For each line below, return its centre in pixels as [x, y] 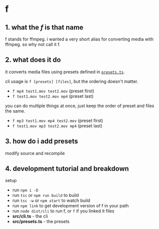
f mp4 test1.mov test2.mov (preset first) [53, 91]
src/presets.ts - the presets [41, 222]
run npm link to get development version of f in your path [71, 206]
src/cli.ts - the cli [30, 216]
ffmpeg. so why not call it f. [33, 44]
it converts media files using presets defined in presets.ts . [65, 72]
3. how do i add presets [41, 141]
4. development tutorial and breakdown [67, 169]
